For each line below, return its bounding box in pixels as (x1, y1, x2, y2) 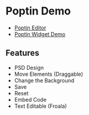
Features (5, 48, 39, 58)
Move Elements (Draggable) (14, 70, 84, 78)
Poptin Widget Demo (14, 30, 66, 37)
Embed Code (14, 96, 47, 103)
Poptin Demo (5, 4, 71, 18)
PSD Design (14, 64, 44, 71)
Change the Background (14, 76, 75, 84)
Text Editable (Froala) (14, 102, 67, 110)
